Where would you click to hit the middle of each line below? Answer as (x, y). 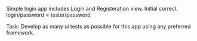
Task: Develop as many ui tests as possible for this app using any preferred (98, 26)
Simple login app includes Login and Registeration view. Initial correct (92, 9)
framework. (20, 33)
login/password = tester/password (48, 15)
